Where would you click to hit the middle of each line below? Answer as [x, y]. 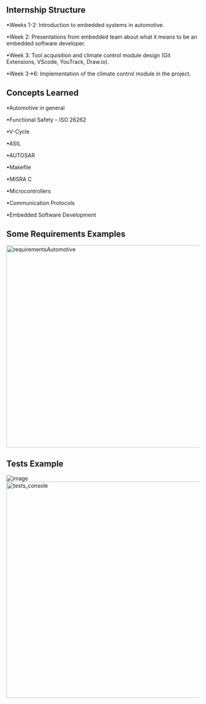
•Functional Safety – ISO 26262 [46, 120]
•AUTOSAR [21, 155]
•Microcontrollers [29, 191]
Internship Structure [46, 10]
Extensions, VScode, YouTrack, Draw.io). [58, 61]
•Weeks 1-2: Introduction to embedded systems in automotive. [85, 25]
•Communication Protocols [40, 203]
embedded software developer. [46, 43]
